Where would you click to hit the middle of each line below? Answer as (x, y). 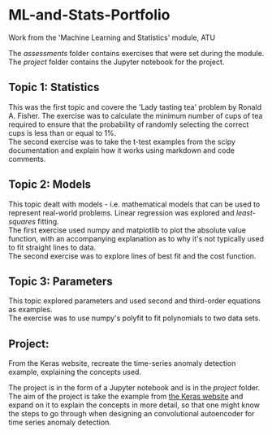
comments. (27, 159)
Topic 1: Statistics (54, 87)
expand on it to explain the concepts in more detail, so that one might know (134, 405)
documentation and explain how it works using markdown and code (122, 150)
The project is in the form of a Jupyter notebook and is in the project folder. (134, 388)
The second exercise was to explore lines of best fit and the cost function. (132, 256)
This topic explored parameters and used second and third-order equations (135, 301)
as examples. (30, 310)
